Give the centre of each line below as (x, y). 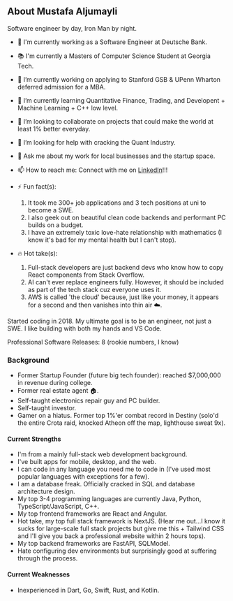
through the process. (47, 558)
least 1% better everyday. (54, 129)
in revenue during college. (55, 383)
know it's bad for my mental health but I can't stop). (102, 240)
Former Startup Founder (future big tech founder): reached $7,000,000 (119, 375)
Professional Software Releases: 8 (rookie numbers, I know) (93, 342)
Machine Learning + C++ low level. (68, 108)
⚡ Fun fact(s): (37, 186)
